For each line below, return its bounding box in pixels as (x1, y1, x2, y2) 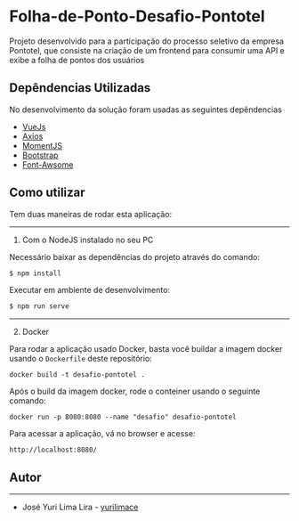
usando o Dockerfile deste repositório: (9, 354, 153, 364)
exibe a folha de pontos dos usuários (9, 54, 145, 65)
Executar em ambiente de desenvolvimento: (9, 285, 171, 296)
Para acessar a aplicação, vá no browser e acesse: (9, 428, 196, 439)
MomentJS (21, 140, 63, 151)
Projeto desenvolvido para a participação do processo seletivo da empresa (9, 36, 285, 46)
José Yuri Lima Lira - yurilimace (21, 501, 139, 513)
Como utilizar (9, 185, 86, 200)
